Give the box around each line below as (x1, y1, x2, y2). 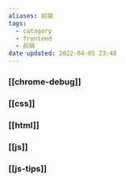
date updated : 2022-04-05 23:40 (8, 49, 117, 57)
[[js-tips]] (8, 163, 48, 174)
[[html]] (8, 119, 40, 130)
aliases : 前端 (8, 11, 54, 20)
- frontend (15, 34, 52, 43)
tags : (8, 19, 27, 28)
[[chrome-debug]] (8, 76, 81, 87)
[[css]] (8, 98, 35, 109)
